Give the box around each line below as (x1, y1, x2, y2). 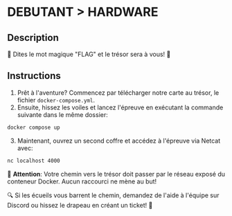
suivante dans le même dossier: (17, 110, 109, 118)
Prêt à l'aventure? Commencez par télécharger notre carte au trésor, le (17, 88, 220, 97)
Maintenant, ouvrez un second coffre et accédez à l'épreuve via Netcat (17, 136, 221, 145)
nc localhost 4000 (7, 157, 60, 164)
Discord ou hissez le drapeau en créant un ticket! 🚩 (7, 201, 153, 209)
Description (7, 32, 59, 44)
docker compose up (7, 124, 60, 131)
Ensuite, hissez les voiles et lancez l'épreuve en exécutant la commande (17, 103, 224, 111)
